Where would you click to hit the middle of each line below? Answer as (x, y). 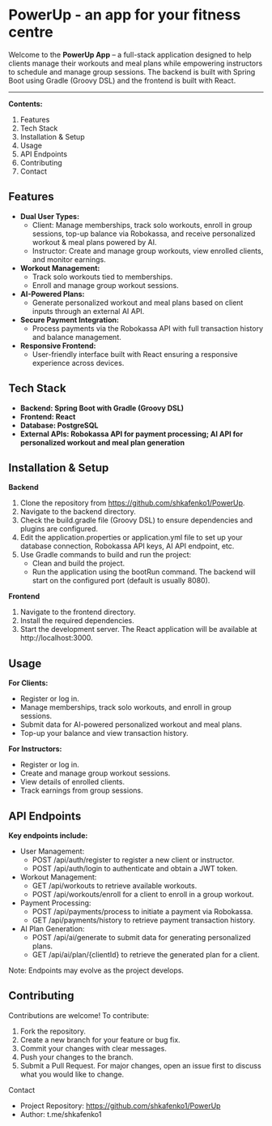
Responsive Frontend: (58, 346)
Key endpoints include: (48, 836)
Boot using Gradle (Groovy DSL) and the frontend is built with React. (122, 80)
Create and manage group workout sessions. (95, 773)
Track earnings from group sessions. (81, 791)
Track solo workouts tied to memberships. (102, 277)
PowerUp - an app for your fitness (125, 15)
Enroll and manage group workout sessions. (106, 285)
